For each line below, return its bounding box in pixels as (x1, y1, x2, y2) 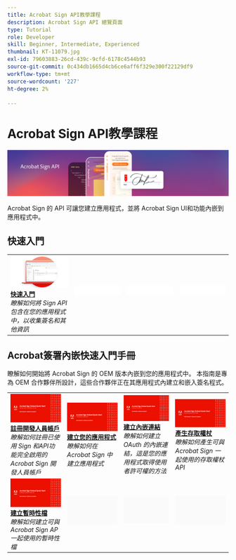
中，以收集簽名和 (10, 316, 60, 325)
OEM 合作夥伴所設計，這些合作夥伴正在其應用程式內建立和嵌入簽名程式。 (15, 378, 228, 387)
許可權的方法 (129, 467, 167, 475)
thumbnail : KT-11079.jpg (7, 48, 80, 55)
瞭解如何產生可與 (175, 438, 225, 446)
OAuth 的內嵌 (123, 440, 162, 448)
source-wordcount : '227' (7, 78, 80, 85)
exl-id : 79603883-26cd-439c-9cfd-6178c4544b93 (7, 56, 146, 63)
